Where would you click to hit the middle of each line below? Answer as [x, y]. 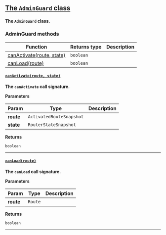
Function [37, 47]
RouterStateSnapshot [52, 125]
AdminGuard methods [32, 34]
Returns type [86, 47]
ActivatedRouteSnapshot [56, 117]
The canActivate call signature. [38, 87]
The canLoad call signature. [33, 172]
